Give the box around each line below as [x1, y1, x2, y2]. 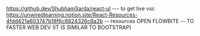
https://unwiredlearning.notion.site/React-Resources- [6, 11, 138, 18]
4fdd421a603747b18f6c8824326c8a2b [6, 18, 103, 24]
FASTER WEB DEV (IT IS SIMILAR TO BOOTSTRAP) [6, 24, 131, 31]
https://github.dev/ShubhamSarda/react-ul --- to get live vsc [6, 5, 155, 12]
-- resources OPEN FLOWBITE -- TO [104, 18, 194, 24]
